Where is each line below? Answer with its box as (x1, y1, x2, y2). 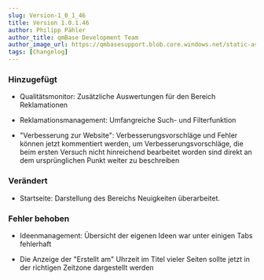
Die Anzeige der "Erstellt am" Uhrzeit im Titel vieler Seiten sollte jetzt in (19, 254, 250, 263)
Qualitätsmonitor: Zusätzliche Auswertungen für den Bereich (19, 92, 216, 101)
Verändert (8, 175, 49, 186)
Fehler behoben (8, 213, 70, 224)
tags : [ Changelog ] (8, 48, 68, 56)
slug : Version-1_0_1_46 (8, 11, 86, 20)
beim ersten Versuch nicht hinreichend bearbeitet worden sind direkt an (19, 147, 253, 157)
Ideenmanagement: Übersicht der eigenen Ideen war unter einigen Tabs (19, 230, 253, 240)
